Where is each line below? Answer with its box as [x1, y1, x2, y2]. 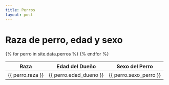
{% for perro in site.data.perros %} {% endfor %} [5, 51, 109, 57]
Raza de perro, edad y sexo [5, 34, 123, 46]
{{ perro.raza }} [8, 72, 44, 79]
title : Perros [5, 7, 36, 13]
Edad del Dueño [56, 63, 96, 70]
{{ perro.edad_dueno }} [48, 72, 104, 79]
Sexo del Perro [116, 63, 153, 70]
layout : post [5, 12, 33, 17]
